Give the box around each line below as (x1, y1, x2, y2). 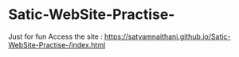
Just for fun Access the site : (8, 32, 104, 41)
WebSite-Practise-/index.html (8, 40, 106, 49)
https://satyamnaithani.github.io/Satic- (104, 32, 231, 41)
